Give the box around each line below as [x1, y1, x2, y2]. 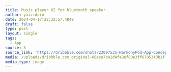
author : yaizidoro [5, 12, 44, 17]
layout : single [5, 31, 38, 36]
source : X [5, 45, 26, 50]
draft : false [5, 21, 33, 27]
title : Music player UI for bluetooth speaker [5, 7, 106, 13]
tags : [5, 36, 17, 41]
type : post [5, 26, 28, 31]
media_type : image [5, 59, 44, 64]
